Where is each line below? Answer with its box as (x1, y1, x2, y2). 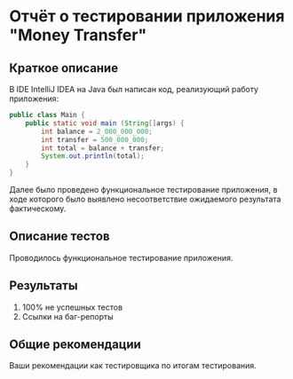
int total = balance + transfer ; (41, 144, 165, 153)
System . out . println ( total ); (41, 152, 145, 161)
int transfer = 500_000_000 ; (41, 135, 149, 144)
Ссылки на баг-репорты (21, 311, 114, 321)
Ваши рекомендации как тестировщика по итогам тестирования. (9, 360, 257, 371)
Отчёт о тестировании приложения (9, 6, 285, 27)
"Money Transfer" (9, 25, 147, 45)
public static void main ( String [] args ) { (25, 118, 185, 128)
